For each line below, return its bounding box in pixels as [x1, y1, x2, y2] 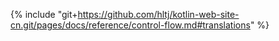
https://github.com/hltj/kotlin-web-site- [77, 9, 240, 20]
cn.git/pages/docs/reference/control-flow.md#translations [10, 19, 251, 31]
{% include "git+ [10, 9, 78, 20]
